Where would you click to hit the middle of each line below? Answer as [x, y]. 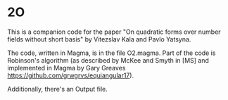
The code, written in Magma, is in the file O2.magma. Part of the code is [112, 53]
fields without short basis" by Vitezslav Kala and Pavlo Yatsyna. [99, 39]
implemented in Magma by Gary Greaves [66, 68]
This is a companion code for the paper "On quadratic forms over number [114, 32]
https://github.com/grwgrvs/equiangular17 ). [71, 75]
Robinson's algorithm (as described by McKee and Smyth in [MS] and [108, 60]
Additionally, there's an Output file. [57, 89]
